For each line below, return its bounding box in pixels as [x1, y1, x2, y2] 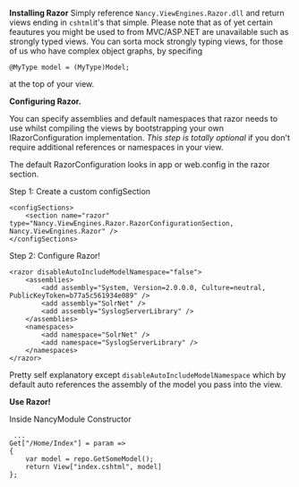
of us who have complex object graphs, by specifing [9, 46, 203, 56]
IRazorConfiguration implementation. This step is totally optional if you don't [9, 132, 291, 142]
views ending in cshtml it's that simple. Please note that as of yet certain [9, 17, 273, 28]
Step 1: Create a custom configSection [9, 186, 150, 196]
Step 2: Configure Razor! [9, 251, 101, 261]
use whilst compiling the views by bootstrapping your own [9, 123, 224, 133]
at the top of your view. [9, 79, 95, 89]
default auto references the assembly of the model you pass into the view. [9, 380, 283, 389]
